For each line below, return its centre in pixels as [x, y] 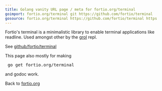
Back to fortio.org [23, 84]
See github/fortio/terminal [31, 47]
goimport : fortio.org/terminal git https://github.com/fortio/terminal [79, 14]
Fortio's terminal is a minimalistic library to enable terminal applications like [80, 32]
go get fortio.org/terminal [41, 65]
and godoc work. [22, 74]
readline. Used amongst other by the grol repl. [51, 37]
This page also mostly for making [38, 56]
